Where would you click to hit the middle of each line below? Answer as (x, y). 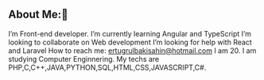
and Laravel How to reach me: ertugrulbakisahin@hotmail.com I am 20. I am (132, 50)
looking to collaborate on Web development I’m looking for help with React (130, 42)
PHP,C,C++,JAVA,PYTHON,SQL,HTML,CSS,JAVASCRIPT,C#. (107, 67)
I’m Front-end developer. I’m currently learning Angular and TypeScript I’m (130, 33)
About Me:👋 (39, 15)
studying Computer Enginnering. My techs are (84, 59)
